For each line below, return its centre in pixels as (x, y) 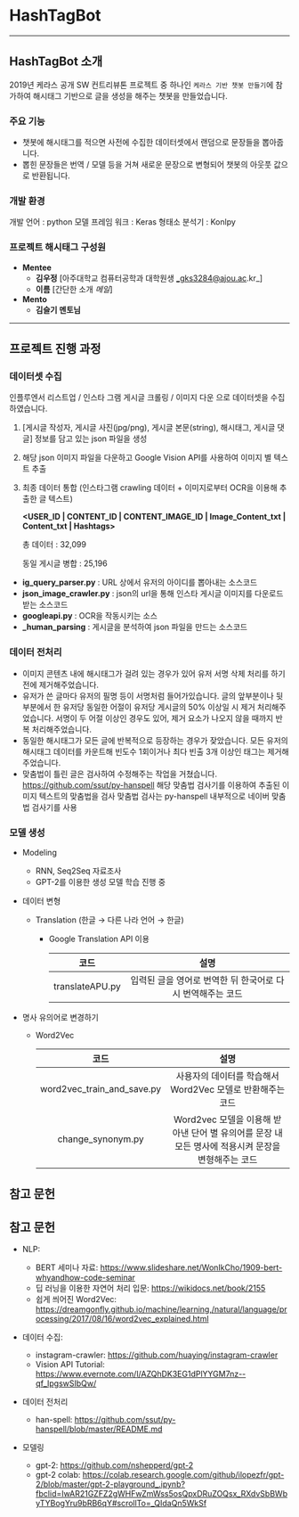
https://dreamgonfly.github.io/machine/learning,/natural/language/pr (161, 1309)
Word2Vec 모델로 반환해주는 (228, 1089)
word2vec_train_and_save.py (101, 1088)
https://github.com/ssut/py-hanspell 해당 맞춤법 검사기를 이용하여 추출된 (151, 784)
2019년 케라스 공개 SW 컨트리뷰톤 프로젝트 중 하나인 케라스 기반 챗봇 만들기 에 (141, 85)
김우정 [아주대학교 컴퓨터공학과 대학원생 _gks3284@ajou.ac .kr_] (149, 278)
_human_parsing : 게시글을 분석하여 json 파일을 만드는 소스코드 (134, 627)
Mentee (36, 267)
